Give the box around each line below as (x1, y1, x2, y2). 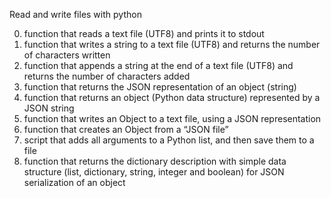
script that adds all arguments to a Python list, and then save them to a (23, 134, 315, 146)
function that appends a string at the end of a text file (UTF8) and (23, 60, 294, 71)
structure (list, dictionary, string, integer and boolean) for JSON (23, 166, 285, 178)
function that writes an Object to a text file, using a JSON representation (23, 113, 322, 124)
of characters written (23, 49, 111, 61)
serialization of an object (23, 177, 126, 188)
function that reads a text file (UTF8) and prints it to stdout (23, 28, 265, 39)
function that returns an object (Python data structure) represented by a (23, 92, 321, 103)
